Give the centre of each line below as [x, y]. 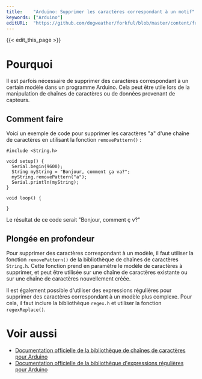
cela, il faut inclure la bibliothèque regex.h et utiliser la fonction [84, 303]
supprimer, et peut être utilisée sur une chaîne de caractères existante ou [97, 272]
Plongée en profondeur [50, 239]
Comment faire [35, 119]
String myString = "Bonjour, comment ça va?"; [71, 172]
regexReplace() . [26, 309]
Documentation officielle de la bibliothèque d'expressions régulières [99, 363]
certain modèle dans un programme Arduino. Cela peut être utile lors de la [98, 87]
